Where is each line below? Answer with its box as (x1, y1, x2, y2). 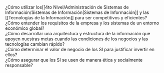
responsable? (5, 62, 33, 68)
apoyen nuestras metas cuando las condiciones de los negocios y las (5, 36, 148, 42)
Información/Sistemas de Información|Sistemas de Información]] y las (5, 9, 149, 15)
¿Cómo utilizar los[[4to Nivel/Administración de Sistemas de (5, 4, 129, 10)
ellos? (5, 52, 17, 58)
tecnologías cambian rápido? (5, 41, 65, 47)
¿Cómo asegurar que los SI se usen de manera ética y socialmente (5, 57, 143, 63)
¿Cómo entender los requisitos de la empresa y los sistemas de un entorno (5, 20, 159, 26)
